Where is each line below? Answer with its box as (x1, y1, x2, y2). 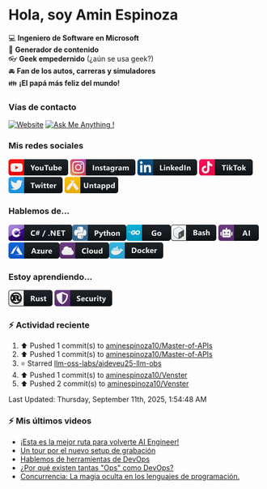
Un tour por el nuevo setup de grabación (19, 445, 156, 455)
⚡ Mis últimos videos (8, 415, 92, 427)
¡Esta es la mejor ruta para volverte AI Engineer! (19, 436, 180, 447)
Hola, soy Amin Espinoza (8, 6, 179, 24)
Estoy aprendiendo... (8, 271, 93, 282)
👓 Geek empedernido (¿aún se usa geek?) (8, 54, 155, 63)
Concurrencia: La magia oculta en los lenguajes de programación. (19, 471, 240, 481)
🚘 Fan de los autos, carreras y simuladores (8, 66, 156, 75)
